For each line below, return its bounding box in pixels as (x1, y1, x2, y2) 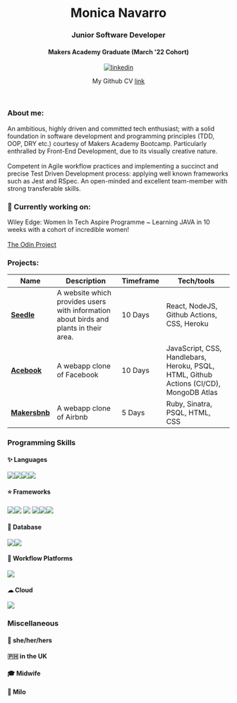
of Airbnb (56, 412, 88, 422)
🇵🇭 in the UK (7, 652, 47, 661)
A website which (56, 288, 111, 298)
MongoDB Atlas (166, 388, 218, 398)
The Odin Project (7, 240, 56, 248)
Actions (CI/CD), (166, 379, 221, 389)
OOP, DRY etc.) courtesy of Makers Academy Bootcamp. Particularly (7, 139, 207, 147)
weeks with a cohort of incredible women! (7, 225, 129, 233)
